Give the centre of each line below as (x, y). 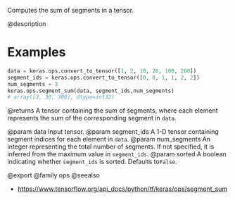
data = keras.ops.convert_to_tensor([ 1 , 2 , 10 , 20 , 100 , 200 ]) (102, 71)
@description (27, 24)
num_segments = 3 (33, 84)
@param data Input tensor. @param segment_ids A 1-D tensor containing (113, 132)
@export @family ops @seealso (53, 175)
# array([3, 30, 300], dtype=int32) (61, 97)
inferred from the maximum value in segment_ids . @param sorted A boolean (117, 154)
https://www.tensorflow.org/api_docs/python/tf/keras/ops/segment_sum (122, 189)
